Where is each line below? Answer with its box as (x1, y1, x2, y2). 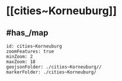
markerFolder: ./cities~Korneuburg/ (6, 69, 97, 75)
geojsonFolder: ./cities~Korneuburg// (6, 64, 102, 70)
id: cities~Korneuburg (6, 43, 62, 49)
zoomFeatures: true (6, 48, 54, 54)
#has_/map (6, 28, 49, 38)
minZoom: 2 (6, 54, 33, 60)
